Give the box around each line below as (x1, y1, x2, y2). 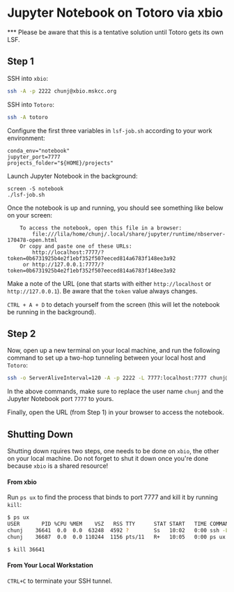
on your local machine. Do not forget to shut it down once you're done (7, 455, 209, 462)
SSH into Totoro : (7, 100, 54, 109)
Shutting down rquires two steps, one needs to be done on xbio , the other (7, 447, 219, 455)
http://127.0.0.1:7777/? (32, 261, 104, 268)
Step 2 (7, 328, 36, 340)
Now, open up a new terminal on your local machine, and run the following (7, 347, 221, 355)
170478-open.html (7, 236, 58, 243)
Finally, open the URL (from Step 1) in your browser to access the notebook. (7, 408, 225, 416)
